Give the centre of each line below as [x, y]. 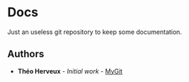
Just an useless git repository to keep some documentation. [95, 32]
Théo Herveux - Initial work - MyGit [70, 71]
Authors [26, 54]
